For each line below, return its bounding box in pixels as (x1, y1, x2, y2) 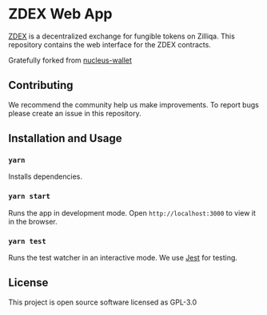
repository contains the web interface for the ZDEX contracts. (8, 39, 212, 49)
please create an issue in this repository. (8, 108, 141, 118)
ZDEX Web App (8, 5, 113, 23)
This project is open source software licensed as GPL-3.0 (8, 297, 197, 307)
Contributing (8, 79, 74, 92)
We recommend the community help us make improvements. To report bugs (8, 99, 260, 109)
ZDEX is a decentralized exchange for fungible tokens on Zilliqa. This (8, 31, 236, 41)
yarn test (8, 236, 46, 245)
